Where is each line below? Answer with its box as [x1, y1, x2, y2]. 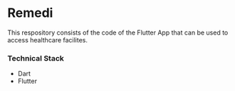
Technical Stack [7, 53, 64, 63]
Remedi [7, 5, 53, 21]
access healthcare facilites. [7, 35, 88, 44]
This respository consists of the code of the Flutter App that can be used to [7, 28, 229, 37]
